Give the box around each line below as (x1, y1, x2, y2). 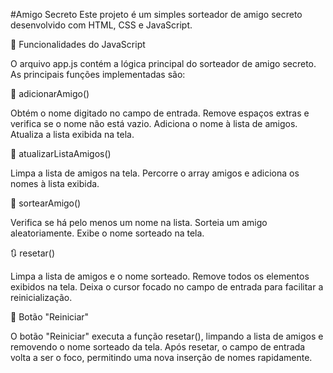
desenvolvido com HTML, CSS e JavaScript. (10, 19, 193, 31)
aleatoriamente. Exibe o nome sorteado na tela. (10, 227, 205, 239)
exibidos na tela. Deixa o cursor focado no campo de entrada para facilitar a (10, 281, 324, 293)
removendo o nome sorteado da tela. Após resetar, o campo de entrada (10, 341, 306, 353)
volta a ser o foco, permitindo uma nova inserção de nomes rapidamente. (10, 352, 313, 363)
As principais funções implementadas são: (10, 69, 186, 80)
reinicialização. (10, 292, 73, 303)
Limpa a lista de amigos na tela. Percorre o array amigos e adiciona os (10, 167, 300, 179)
